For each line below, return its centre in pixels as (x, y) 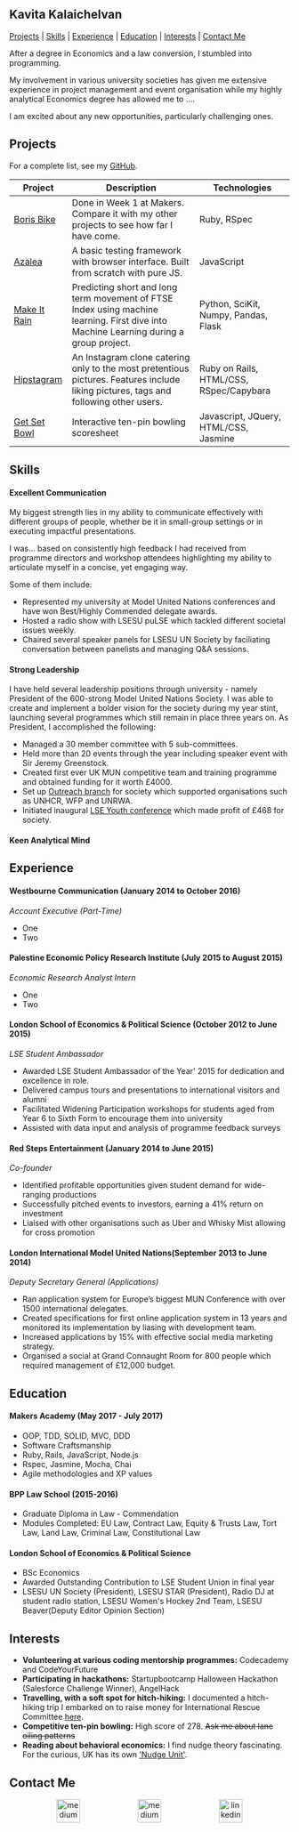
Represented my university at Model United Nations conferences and (149, 602)
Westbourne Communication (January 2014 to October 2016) (125, 891)
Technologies (242, 188)
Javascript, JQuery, (240, 416)
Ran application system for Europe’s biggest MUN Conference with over (154, 1299)
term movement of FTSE (122, 298)
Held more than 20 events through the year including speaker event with (155, 754)
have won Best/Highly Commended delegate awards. (120, 611)
